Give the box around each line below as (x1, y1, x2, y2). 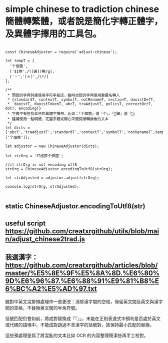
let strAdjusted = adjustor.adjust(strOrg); (5, 175, 99, 180)
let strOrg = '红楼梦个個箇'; (5, 153, 63, 158)
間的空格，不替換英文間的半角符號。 (5, 304, 80, 311)
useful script (5, 219, 46, 227)
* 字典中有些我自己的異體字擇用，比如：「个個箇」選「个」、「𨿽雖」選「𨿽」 (7, 111, 137, 116)
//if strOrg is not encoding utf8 (5, 162, 77, 167)
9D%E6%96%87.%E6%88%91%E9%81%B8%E (5, 277, 159, 285)
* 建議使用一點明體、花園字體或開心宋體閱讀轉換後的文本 (7, 116, 109, 121)
